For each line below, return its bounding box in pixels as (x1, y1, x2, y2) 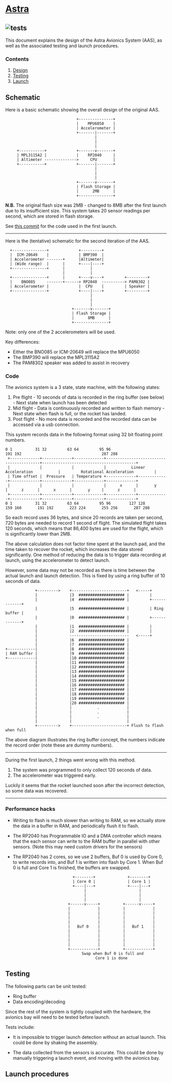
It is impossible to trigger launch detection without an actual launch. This (12, 1034, 166, 1040)
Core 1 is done (95, 955, 128, 961)
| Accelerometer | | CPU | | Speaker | (10, 284, 150, 289)
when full (5, 727, 27, 733)
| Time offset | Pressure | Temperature (7, 474, 102, 479)
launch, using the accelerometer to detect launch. (5, 557, 110, 563)
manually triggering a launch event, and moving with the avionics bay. (12, 1055, 160, 1061)
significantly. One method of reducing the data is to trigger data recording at (5, 552, 166, 558)
